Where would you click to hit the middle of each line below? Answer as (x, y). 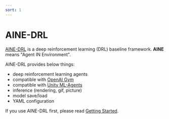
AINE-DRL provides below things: (40, 64)
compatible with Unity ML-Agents (47, 85)
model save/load (30, 95)
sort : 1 (13, 10)
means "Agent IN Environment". (38, 54)
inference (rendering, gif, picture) (47, 90)
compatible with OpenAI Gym (43, 80)
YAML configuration (33, 101)
